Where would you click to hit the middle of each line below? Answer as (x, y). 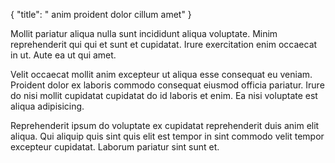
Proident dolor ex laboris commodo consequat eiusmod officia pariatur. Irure (167, 85)
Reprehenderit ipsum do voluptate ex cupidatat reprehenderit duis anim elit (165, 125)
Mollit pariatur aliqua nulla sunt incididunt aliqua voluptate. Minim (144, 33)
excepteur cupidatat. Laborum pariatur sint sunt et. (115, 147)
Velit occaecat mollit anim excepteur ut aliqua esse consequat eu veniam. (161, 74)
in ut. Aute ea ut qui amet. (63, 55)
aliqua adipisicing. (47, 106)
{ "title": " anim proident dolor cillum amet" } (101, 14)
